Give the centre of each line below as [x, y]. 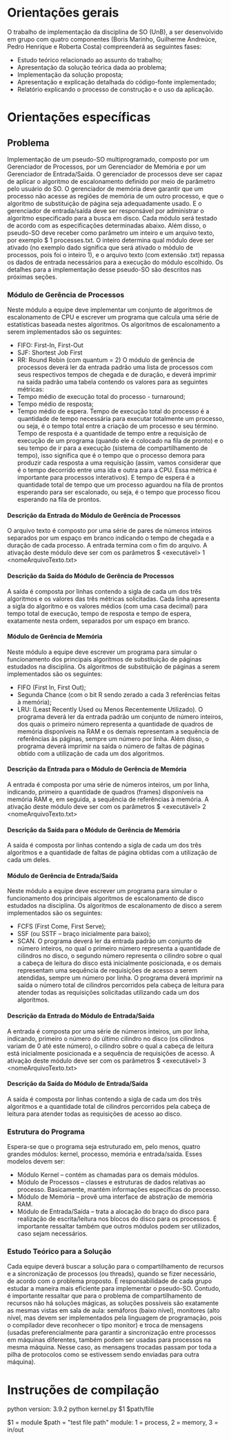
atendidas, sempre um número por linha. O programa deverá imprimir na [120, 978]
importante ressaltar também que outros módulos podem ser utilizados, [119, 1226]
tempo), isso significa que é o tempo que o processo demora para [111, 456]
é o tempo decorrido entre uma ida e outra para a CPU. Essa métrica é [117, 470]
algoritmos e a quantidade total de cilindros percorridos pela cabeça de [109, 1106]
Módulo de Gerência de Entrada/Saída [63, 875]
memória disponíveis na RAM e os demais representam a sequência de [118, 731]
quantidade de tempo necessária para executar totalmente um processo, [120, 419]
